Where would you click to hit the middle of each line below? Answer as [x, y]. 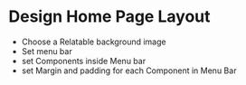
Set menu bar [47, 51]
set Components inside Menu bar [84, 61]
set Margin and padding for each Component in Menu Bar [129, 71]
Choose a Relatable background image [94, 42]
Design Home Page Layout [109, 17]
